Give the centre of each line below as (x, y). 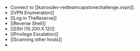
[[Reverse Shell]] (28, 23)
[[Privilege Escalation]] (34, 34)
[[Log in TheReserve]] (33, 18)
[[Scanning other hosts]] (36, 39)
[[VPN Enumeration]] (32, 13)
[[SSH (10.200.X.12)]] (32, 29)
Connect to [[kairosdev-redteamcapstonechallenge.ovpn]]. (72, 7)
